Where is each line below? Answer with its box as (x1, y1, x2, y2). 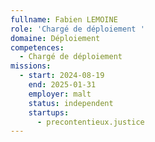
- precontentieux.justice (36, 117, 145, 127)
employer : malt (28, 89, 92, 99)
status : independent (28, 98, 114, 108)
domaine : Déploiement (10, 33, 101, 43)
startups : (28, 107, 70, 118)
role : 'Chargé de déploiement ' (10, 24, 145, 34)
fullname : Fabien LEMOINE (10, 14, 118, 25)
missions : (10, 61, 52, 71)
